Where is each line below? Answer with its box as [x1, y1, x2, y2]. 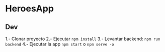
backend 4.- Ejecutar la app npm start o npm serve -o [5, 41, 114, 47]
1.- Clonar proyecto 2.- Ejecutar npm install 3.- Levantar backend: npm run [5, 36, 160, 42]
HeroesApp [5, 3, 54, 14]
